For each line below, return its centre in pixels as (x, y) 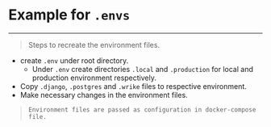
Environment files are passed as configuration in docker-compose (142, 110)
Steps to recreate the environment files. (94, 44)
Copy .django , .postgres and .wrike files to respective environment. (133, 86)
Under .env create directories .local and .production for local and (143, 69)
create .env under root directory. (74, 60)
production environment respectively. (94, 78)
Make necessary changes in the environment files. (104, 95)
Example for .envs (69, 15)
